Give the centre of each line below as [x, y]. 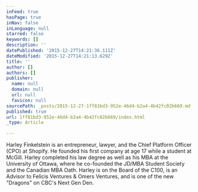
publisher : [20, 78]
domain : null [28, 89]
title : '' [18, 61]
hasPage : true [24, 17]
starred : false [25, 34]
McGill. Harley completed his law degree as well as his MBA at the [87, 157]
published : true [26, 112]
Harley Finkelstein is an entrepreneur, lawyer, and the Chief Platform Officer [99, 145]
